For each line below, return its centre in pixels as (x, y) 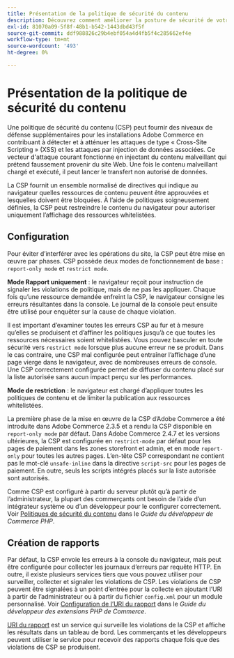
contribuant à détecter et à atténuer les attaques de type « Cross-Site (107, 142)
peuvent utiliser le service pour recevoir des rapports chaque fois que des (114, 640)
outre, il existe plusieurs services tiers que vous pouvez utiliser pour (105, 574)
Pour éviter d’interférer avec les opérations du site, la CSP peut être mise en (116, 253)
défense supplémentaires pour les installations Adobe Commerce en (106, 135)
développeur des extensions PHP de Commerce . (77, 611)
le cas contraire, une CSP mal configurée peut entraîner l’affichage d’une (111, 354)
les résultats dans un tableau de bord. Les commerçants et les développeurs (117, 632)
